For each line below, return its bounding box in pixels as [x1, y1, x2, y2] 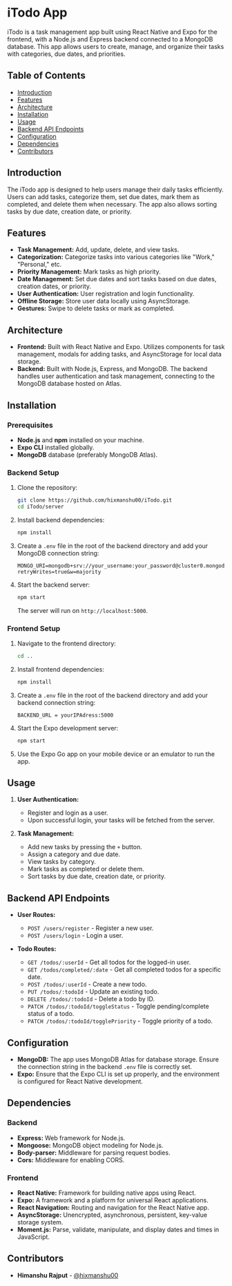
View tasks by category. [27, 858, 97, 866]
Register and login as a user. [27, 809, 108, 817]
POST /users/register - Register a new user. [27, 924, 154, 932]
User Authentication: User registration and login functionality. [17, 290, 195, 298]
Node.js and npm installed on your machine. [17, 435, 144, 444]
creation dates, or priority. [17, 282, 92, 291]
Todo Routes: [17, 945, 57, 953]
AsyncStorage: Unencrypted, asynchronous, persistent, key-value [17, 1211, 208, 1219]
